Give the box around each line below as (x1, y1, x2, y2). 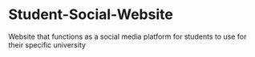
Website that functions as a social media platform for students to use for (8, 32, 247, 41)
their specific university (8, 40, 87, 49)
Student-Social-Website (8, 6, 174, 24)
